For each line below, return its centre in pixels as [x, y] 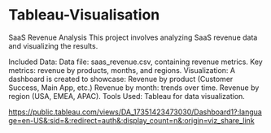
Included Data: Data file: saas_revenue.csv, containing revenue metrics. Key [135, 62]
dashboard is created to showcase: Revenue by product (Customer [121, 79]
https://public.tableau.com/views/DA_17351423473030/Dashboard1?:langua [135, 112]
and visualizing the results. [53, 45]
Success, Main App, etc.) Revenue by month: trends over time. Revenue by [134, 88]
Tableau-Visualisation [84, 15]
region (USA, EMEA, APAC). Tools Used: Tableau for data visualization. [127, 96]
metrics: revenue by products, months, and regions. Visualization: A [122, 70]
